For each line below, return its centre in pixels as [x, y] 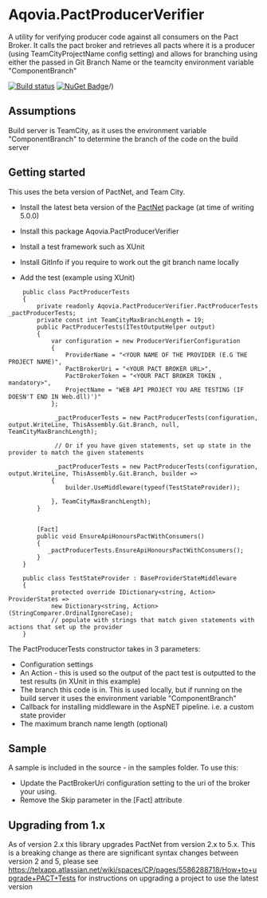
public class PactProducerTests [76, 292]
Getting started [47, 173]
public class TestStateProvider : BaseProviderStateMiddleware [130, 578]
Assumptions [42, 111]
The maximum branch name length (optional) [94, 723]
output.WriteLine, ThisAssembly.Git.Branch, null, [94, 424]
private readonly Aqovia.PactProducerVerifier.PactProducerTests [148, 306]
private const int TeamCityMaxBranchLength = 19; [121, 320]
